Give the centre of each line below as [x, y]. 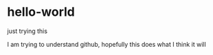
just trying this [27, 31]
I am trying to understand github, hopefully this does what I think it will [106, 44]
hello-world [41, 12]
